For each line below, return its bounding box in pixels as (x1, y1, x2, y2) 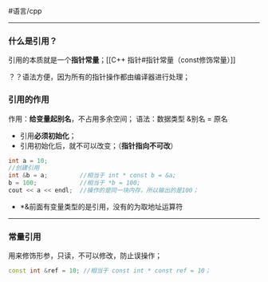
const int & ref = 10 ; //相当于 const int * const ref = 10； (8, 267, 211, 275)
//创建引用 (8, 164, 40, 173)
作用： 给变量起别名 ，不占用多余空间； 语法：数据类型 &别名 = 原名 (8, 113, 229, 123)
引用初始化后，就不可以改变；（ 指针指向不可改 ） (19, 141, 178, 150)
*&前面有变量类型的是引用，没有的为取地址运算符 (19, 201, 183, 211)
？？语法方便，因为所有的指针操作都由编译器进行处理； (8, 72, 190, 81)
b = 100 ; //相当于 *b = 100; (8, 179, 141, 187)
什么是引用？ (8, 35, 58, 46)
